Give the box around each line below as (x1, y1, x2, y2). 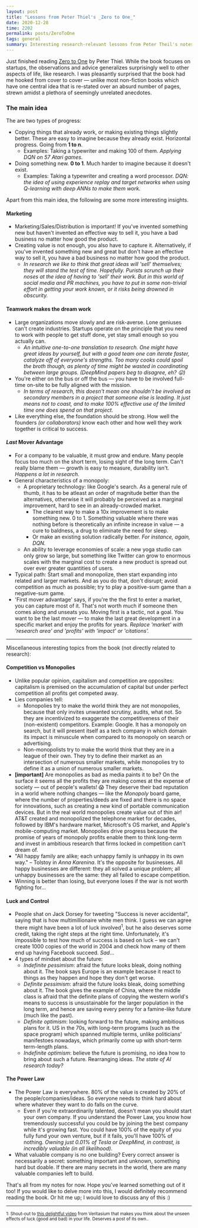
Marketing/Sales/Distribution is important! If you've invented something (14, 223, 188, 230)
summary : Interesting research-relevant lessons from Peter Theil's (6, 42, 178, 48)
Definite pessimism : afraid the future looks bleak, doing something (23, 980, 185, 987)
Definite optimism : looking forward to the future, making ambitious (23, 1018, 184, 1025)
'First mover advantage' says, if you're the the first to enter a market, (14, 596, 182, 603)
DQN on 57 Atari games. (23, 154, 83, 161)
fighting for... (14, 884, 46, 891)
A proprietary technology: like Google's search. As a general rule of (23, 483, 187, 490)
